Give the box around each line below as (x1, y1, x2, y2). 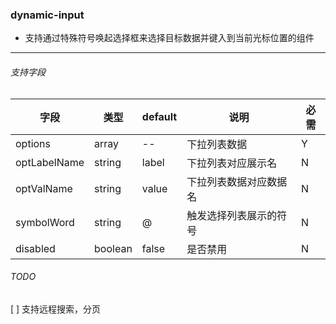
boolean (94, 241, 133, 255)
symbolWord (15, 215, 75, 229)
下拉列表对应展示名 (186, 156, 278, 170)
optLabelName (15, 155, 85, 169)
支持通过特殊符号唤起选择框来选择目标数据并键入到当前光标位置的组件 (24, 32, 315, 44)
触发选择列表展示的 (186, 208, 278, 222)
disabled (15, 241, 56, 255)
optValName (15, 181, 73, 195)
